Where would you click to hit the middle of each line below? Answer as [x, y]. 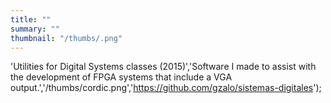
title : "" [31, 19]
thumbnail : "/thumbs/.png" [66, 38]
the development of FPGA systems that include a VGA [121, 77]
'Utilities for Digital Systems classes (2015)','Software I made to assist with [163, 67]
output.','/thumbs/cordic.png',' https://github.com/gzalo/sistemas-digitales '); [166, 88]
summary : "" [35, 29]
